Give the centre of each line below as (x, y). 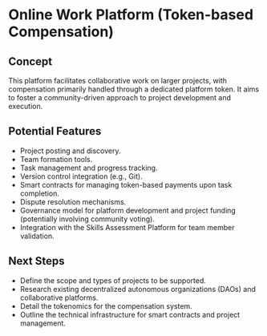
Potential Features (55, 131)
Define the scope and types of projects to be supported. (113, 280)
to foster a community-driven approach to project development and (119, 97)
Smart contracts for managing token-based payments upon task (126, 184)
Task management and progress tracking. (89, 168)
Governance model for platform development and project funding (128, 210)
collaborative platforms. (59, 298)
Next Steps (36, 261)
